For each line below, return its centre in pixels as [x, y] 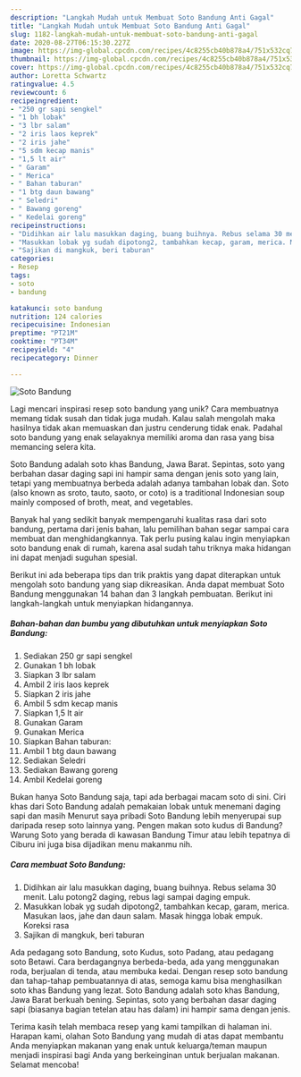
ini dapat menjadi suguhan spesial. [74, 557]
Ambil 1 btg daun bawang [70, 751]
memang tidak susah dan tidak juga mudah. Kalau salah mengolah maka [143, 418]
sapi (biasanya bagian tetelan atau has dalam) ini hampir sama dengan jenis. [150, 1009]
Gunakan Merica [54, 732]
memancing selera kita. [53, 446]
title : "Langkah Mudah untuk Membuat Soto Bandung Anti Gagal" [130, 26]
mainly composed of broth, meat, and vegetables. [102, 502]
